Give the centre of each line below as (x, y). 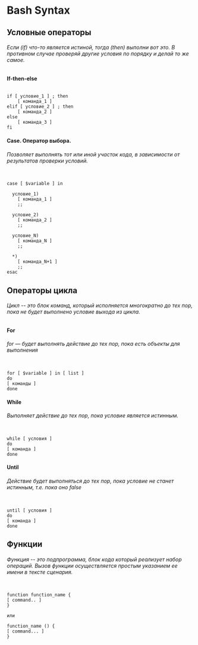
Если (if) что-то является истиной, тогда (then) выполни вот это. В (91, 48)
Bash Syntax (39, 10)
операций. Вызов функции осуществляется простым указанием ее (92, 565)
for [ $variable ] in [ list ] (45, 373)
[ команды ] (21, 383)
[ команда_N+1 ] (38, 262)
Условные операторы (49, 32)
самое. (16, 60)
